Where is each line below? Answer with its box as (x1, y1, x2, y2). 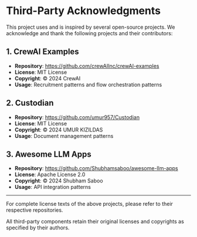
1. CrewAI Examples (6, 47, 79, 57)
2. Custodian (6, 98, 54, 108)
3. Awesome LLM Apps (6, 149, 92, 159)
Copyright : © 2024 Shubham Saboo (14, 177, 104, 184)
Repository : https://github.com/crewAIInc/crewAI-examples (14, 62, 159, 69)
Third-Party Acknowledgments (6, 4, 161, 18)
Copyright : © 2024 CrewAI (14, 75, 81, 82)
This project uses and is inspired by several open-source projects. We (6, 23, 175, 31)
